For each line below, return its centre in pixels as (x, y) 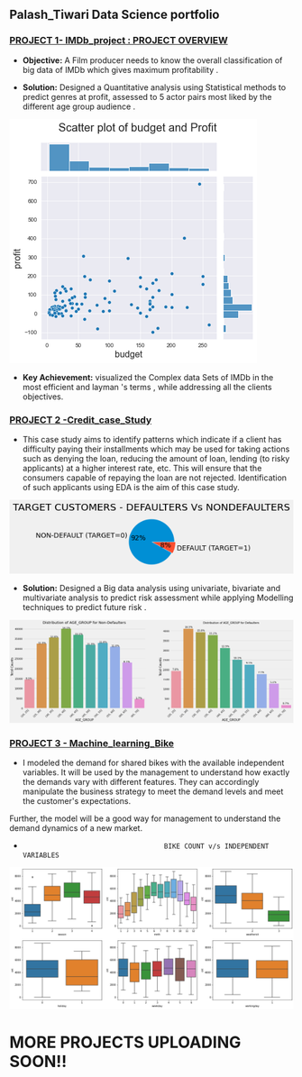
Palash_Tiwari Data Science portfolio (114, 15)
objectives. (43, 397)
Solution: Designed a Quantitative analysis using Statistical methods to (154, 87)
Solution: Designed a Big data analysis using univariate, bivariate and (151, 589)
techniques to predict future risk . (84, 607)
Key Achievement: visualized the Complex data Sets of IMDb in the (148, 377)
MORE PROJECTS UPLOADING (125, 1042)
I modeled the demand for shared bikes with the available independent (153, 763)
